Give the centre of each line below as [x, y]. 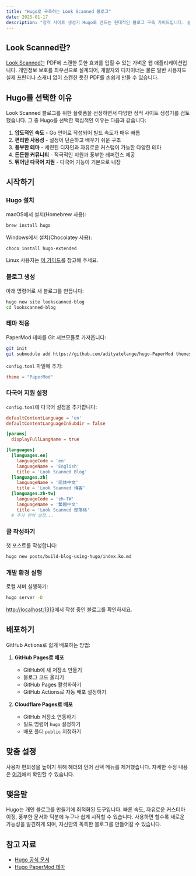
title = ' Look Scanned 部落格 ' [53, 510]
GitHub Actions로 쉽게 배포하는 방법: [48, 645]
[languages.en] [30, 456]
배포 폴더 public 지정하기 [52, 731]
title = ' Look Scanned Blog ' [52, 472]
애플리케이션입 [171, 63]
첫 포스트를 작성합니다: [32, 545]
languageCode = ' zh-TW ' [45, 499]
